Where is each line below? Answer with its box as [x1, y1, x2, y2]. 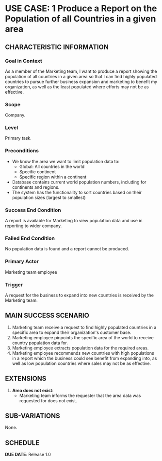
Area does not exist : [12, 387, 54, 393]
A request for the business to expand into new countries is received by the [5, 292, 154, 298]
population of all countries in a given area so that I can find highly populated [5, 73, 157, 79]
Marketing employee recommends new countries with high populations [12, 350, 154, 356]
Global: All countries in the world [19, 164, 85, 169]
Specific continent [19, 168, 56, 175]
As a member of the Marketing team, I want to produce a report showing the [5, 68, 157, 74]
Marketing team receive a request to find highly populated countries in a [12, 324, 157, 330]
